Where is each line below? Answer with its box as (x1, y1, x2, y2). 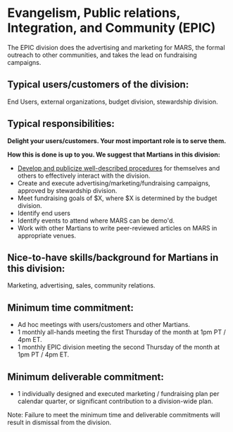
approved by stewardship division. (17, 186, 118, 195)
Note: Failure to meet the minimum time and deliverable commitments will (7, 411, 220, 419)
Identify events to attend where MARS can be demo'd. (17, 216, 175, 225)
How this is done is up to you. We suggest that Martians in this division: (7, 150, 220, 159)
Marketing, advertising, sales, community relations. (7, 281, 156, 290)
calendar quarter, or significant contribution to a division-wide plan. (17, 397, 213, 405)
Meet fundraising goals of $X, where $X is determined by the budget (17, 194, 218, 202)
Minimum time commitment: (7, 302, 134, 314)
